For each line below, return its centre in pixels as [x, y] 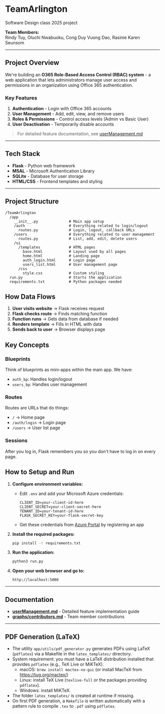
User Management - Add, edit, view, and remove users [68, 114]
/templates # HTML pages [57, 247]
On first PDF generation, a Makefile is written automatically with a [79, 701]
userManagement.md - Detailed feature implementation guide [76, 612]
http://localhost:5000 [35, 580]
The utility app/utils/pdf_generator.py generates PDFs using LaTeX [81, 649]
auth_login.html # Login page [59, 260]
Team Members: [22, 32]
